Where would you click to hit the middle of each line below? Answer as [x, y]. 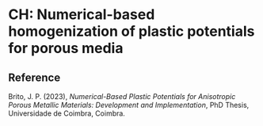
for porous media [66, 48]
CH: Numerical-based [82, 15]
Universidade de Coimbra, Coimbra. [67, 113]
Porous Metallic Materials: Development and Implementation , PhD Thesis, [129, 105]
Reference [34, 77]
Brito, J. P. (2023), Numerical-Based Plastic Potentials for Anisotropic [122, 96]
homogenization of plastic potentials [131, 31]
